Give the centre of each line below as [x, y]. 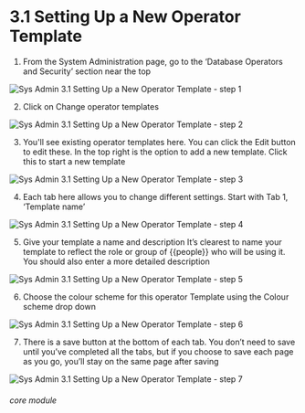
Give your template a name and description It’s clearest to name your [152, 242]
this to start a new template [74, 161]
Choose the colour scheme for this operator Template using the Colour [156, 297]
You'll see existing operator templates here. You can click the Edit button [159, 142]
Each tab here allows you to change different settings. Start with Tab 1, [155, 196]
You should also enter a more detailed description [116, 261]
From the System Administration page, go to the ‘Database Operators [152, 61]
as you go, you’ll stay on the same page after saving [121, 361]
